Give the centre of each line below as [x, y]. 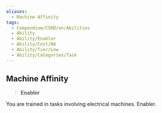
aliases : [17, 11]
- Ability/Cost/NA [34, 44]
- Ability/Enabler [34, 39]
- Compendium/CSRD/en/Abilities [51, 28]
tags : [13, 22]
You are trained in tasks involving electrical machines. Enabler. [81, 104]
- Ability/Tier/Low [35, 50]
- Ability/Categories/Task [44, 55]
